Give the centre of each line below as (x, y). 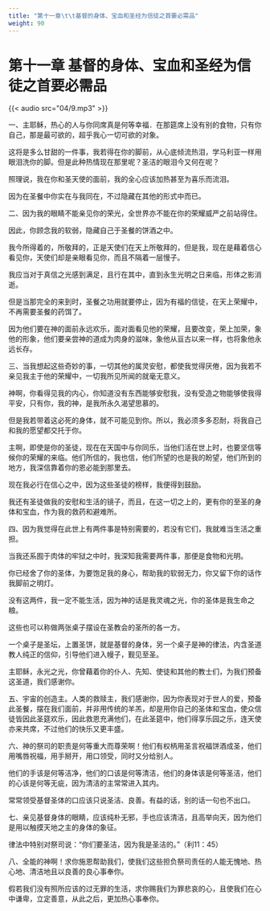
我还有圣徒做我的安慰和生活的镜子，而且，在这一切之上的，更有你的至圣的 (131, 502)
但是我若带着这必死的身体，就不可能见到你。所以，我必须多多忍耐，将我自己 (135, 421)
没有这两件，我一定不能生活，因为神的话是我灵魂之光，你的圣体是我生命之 (131, 601)
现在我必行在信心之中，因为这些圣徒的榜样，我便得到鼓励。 (107, 485)
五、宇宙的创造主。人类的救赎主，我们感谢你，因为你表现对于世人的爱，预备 (135, 699)
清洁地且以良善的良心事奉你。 (79, 872)
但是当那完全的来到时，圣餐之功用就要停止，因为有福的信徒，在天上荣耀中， (135, 302)
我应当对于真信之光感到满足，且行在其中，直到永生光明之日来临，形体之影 (131, 275)
